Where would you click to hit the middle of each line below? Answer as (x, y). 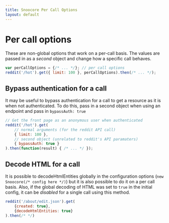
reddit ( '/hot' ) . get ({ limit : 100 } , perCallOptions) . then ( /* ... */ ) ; (81, 73)
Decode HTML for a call (43, 164)
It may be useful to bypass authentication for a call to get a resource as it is (83, 100)
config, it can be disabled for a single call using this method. (68, 192)
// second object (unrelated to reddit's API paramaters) (76, 139)
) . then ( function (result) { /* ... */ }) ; (49, 148)
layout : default (22, 15)
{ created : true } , (32, 206)
